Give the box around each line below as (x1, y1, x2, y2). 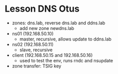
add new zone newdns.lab (19, 25, 74, 31)
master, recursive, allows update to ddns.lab (19, 36, 112, 42)
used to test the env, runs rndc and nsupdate (19, 57, 113, 63)
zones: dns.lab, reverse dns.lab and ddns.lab (12, 20, 105, 26)
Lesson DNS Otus (5, 3, 80, 15)
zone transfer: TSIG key (12, 63, 62, 69)
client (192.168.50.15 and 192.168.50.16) (12, 52, 93, 58)
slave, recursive (19, 47, 53, 53)
